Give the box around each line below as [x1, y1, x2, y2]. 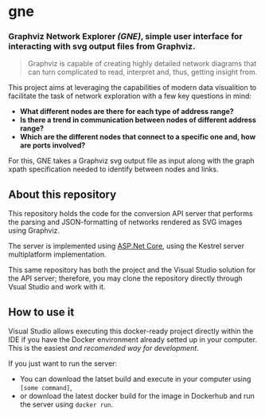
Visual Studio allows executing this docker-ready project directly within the [8, 326, 254, 336]
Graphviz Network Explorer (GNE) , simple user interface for [8, 31, 243, 42]
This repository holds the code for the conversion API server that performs [8, 209, 253, 218]
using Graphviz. [8, 226, 60, 235]
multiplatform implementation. [8, 250, 107, 259]
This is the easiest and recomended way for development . [8, 344, 199, 353]
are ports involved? [19, 140, 86, 150]
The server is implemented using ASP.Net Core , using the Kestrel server [8, 242, 245, 251]
